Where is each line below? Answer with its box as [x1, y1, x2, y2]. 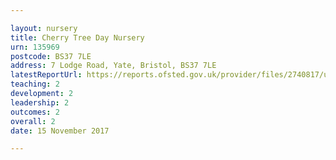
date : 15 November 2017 [10, 126, 110, 136]
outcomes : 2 [10, 107, 60, 117]
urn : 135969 [10, 42, 60, 52]
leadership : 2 [10, 97, 70, 108]
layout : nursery [10, 23, 78, 33]
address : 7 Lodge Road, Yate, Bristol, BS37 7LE [10, 61, 217, 71]
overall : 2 [10, 116, 56, 126]
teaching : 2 [10, 79, 60, 90]
